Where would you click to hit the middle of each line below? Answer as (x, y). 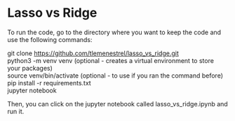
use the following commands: (50, 39)
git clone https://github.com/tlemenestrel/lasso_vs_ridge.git (93, 53)
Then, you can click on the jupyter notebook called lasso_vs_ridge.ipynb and (117, 104)
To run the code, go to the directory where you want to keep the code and (114, 32)
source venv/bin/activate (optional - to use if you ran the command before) (115, 76)
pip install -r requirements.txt (49, 83)
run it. (16, 111)
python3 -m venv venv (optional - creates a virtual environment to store (110, 60)
